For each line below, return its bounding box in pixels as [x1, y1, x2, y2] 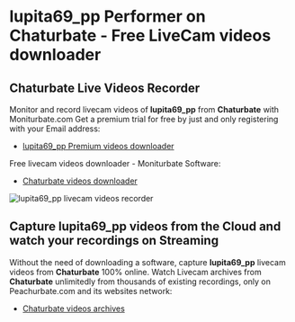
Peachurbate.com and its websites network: [9, 285, 173, 296]
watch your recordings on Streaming [9, 233, 219, 248]
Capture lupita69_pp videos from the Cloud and [9, 219, 282, 235]
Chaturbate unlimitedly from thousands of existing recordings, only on [9, 276, 272, 287]
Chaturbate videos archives [22, 303, 126, 314]
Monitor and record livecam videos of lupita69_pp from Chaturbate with [9, 104, 280, 114]
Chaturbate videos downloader [22, 175, 138, 186]
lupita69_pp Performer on [9, 6, 206, 27]
